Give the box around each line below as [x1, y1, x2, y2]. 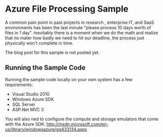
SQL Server [12, 101, 36, 107]
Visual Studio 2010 [12, 91, 50, 97]
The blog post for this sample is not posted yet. [5, 50, 100, 55]
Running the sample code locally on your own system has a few [5, 76, 133, 82]
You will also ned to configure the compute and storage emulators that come [5, 116, 159, 122]
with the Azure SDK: [5, 121, 45, 127]
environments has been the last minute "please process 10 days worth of [5, 24, 151, 30]
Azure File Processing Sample [5, 3, 129, 15]
